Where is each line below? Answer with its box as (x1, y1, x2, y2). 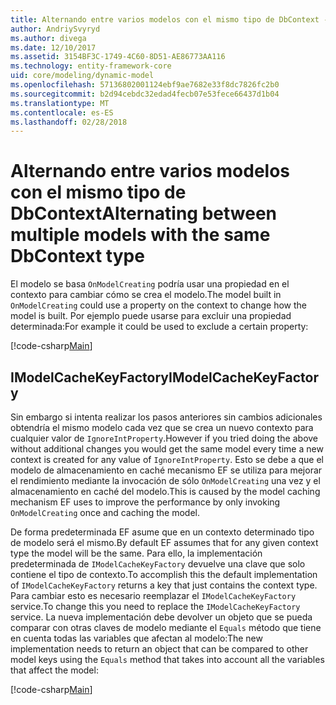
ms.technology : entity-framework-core (10, 61, 172, 71)
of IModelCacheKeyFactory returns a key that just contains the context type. (10, 579, 318, 591)
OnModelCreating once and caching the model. (10, 507, 200, 518)
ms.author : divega (10, 33, 87, 43)
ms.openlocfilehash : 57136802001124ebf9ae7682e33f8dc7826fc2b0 (10, 80, 280, 90)
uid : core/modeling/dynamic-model (10, 71, 155, 81)
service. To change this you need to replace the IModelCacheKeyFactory (10, 601, 301, 612)
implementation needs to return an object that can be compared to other (10, 643, 309, 655)
